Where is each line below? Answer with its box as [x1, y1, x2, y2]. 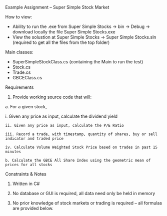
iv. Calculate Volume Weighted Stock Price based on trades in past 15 [5, 145, 157, 150]
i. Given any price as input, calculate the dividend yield [5, 113, 118, 119]
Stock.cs [12, 64, 31, 70]
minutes [5, 149, 21, 154]
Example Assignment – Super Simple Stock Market [5, 4, 109, 10]
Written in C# [12, 181, 40, 187]
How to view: [5, 14, 32, 19]
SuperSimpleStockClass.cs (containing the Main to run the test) [12, 59, 143, 64]
